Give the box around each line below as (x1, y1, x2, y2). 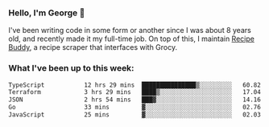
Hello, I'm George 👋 (8, 7, 85, 18)
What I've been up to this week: (8, 63, 134, 74)
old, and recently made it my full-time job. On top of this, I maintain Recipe (8, 34, 255, 43)
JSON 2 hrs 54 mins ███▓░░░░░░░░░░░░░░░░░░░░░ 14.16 (8, 96, 262, 104)
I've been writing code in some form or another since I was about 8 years (8, 26, 251, 35)
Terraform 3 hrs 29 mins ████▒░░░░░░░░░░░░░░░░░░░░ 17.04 (8, 88, 262, 96)
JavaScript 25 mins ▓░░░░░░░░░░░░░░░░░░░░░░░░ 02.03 (8, 111, 262, 119)
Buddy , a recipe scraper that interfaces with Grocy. (8, 43, 178, 52)
